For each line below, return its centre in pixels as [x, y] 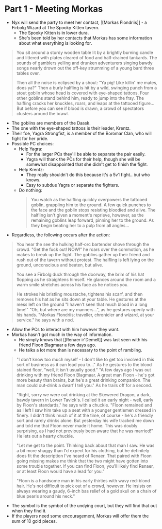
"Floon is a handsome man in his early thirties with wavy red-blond [83, 480]
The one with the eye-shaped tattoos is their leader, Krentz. [71, 128]
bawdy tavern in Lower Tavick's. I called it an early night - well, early [85, 400]
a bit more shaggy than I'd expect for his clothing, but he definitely [83, 450]
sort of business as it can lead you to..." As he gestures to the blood [84, 364]
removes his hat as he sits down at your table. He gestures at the [81, 299]
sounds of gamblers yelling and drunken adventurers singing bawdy [84, 63]
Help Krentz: [31, 169]
